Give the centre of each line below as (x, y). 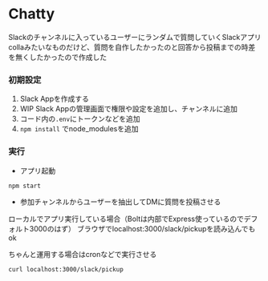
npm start (25, 186)
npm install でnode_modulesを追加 (79, 129)
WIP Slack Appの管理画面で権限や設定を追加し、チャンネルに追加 (129, 109)
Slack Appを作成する (55, 99)
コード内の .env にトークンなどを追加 (80, 119)
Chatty (32, 14)
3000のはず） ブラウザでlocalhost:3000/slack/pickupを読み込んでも (142, 228)
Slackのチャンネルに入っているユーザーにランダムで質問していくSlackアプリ (135, 37)
